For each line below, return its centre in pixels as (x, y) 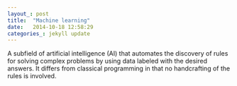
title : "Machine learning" (49, 20)
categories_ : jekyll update (49, 33)
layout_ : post (28, 14)
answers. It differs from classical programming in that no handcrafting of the (119, 68)
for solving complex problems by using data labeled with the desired (108, 61)
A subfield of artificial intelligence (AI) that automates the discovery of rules (118, 54)
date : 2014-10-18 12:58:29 (50, 27)
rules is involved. (32, 76)
